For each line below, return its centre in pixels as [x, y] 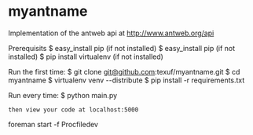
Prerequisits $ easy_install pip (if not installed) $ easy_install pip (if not [122, 48]
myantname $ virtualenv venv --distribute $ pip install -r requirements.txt [126, 80]
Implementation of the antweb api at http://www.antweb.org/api [111, 33]
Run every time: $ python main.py [63, 95]
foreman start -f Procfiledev [53, 124]
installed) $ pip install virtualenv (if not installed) [86, 57]
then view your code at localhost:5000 [73, 109]
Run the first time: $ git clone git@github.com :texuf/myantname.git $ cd [124, 71]
